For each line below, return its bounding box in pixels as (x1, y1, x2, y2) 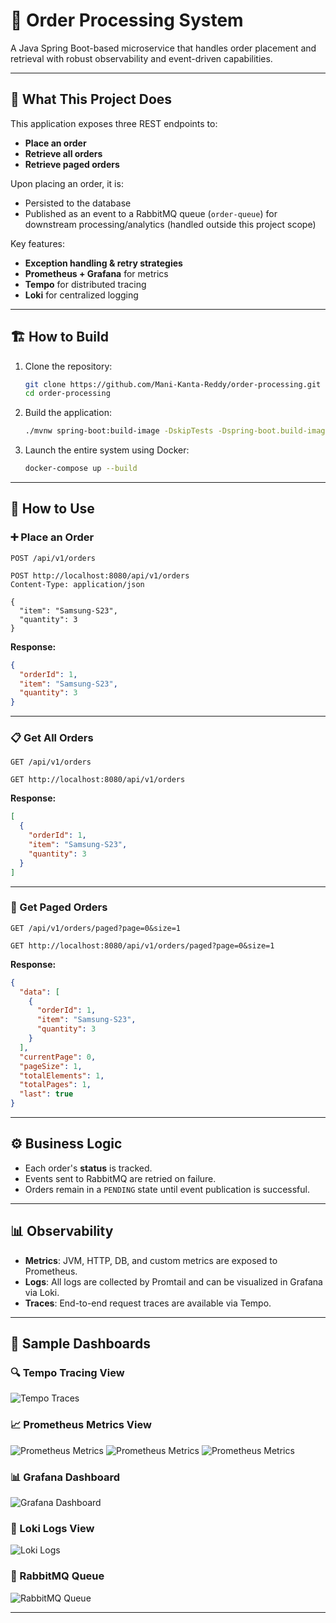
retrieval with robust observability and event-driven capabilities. (10, 52, 273, 64)
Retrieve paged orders (24, 158, 120, 170)
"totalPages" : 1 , (19, 1080, 92, 1090)
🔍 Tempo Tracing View (10, 1366, 125, 1380)
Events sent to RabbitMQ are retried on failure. (24, 1172, 217, 1184)
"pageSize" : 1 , (19, 1061, 83, 1071)
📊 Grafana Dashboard (10, 1470, 120, 1484)
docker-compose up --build (24, 464, 138, 474)
